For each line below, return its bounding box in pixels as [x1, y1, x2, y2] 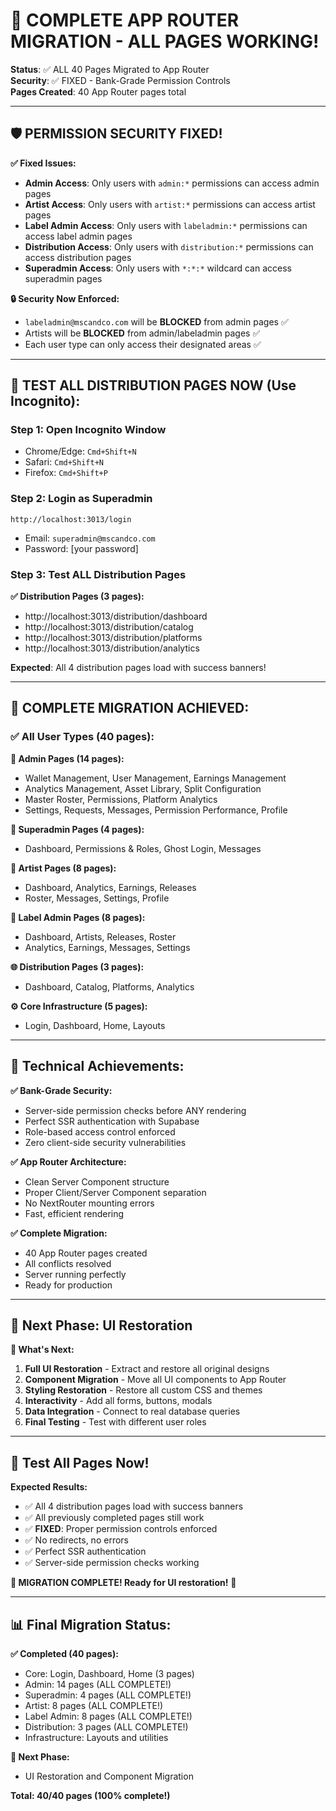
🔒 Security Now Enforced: [10, 292, 120, 304]
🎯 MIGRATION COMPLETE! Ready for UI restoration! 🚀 [10, 1577, 237, 1589]
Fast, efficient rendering [24, 1207, 125, 1219]
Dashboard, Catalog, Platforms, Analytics [24, 980, 195, 993]
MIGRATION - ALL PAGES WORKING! [10, 30, 320, 53]
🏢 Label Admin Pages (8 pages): [10, 911, 146, 923]
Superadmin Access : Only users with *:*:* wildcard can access [24, 262, 292, 274]
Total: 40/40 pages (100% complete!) [10, 1789, 171, 1801]
